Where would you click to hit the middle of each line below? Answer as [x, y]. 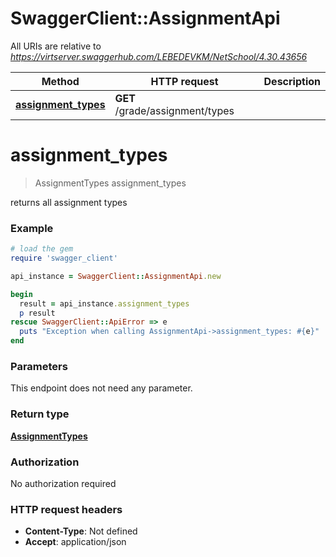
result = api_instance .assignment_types [104, 303]
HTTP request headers [66, 509]
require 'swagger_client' [64, 258]
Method [60, 81]
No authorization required [63, 483]
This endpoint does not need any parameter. [101, 388]
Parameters [39, 366]
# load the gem [42, 249]
